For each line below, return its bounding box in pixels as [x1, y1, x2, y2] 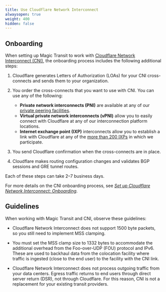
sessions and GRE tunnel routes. [12, 164, 79, 170]
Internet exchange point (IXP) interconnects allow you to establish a [19, 129, 160, 135]
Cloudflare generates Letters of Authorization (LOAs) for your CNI [12, 73, 147, 79]
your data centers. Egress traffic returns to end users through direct [12, 270, 151, 276]
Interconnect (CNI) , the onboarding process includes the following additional [5, 58, 162, 64]
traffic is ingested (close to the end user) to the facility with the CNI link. [12, 255, 160, 261]
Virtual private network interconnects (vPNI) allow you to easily [19, 113, 153, 119]
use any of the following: [12, 93, 63, 99]
